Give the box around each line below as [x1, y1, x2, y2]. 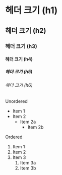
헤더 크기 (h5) [5, 69, 33, 75]
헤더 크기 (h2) [5, 26, 46, 35]
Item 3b [20, 165, 36, 171]
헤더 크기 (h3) [5, 42, 38, 49]
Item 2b [27, 124, 44, 130]
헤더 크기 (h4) [5, 56, 33, 62]
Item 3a [20, 159, 36, 165]
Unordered [5, 98, 28, 104]
